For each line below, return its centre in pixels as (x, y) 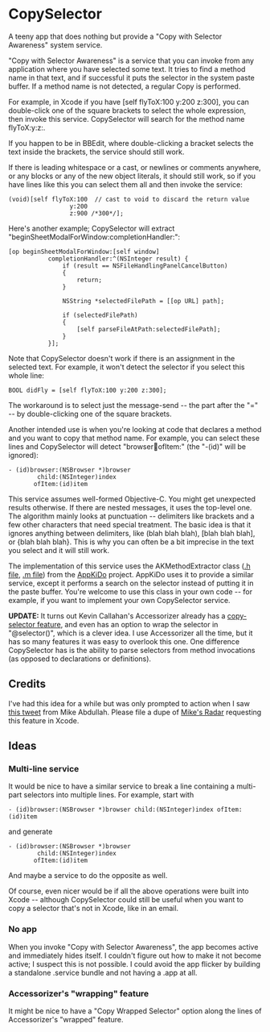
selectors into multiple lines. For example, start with (109, 795)
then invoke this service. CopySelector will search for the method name (127, 119)
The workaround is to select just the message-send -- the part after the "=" (133, 405)
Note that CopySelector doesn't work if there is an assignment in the (122, 358)
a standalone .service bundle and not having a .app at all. (103, 972)
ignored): (23, 455)
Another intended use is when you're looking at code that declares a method (135, 429)
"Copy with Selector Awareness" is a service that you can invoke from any (131, 60)
